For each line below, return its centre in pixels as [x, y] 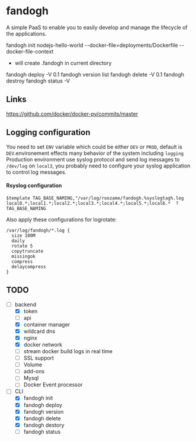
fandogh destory [44, 425]
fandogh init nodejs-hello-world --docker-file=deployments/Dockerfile [92, 45]
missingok [23, 256]
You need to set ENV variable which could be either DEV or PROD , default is [94, 147]
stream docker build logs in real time [68, 351]
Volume [33, 365]
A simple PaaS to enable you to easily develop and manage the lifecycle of [97, 27]
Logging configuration [48, 133]
